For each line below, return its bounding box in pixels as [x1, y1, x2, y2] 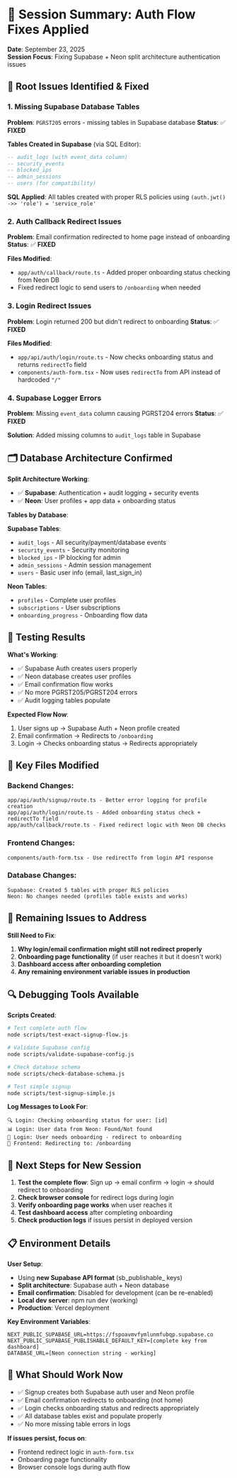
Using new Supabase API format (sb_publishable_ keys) [17, 1274, 183, 1282]
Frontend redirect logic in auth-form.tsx [17, 1447, 134, 1456]
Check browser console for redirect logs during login [17, 1193, 175, 1202]
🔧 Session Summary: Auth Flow [7, 6, 196, 23]
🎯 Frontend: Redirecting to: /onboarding [7, 1140, 132, 1147]
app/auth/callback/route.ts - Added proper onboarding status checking [17, 268, 231, 277]
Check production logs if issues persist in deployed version [17, 1216, 193, 1225]
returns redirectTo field [17, 360, 87, 368]
